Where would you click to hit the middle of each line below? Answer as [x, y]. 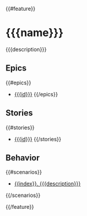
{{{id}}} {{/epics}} [36, 94]
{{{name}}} [35, 33]
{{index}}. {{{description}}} [47, 184]
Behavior [23, 158]
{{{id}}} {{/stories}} [38, 139]
